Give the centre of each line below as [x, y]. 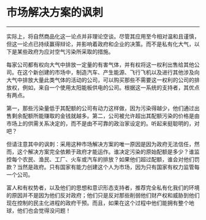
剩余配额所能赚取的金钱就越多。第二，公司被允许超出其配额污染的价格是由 [105, 116]
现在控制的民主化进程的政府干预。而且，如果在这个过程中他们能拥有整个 [97, 203]
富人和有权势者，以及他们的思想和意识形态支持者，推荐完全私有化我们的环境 [103, 188]
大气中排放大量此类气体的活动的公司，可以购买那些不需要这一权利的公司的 [100, 79]
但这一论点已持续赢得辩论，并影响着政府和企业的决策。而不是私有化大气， [100, 44]
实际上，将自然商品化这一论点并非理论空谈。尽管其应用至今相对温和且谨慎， [103, 36]
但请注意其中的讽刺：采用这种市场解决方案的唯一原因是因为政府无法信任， [100, 144]
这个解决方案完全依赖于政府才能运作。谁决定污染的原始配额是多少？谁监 [108, 152]
